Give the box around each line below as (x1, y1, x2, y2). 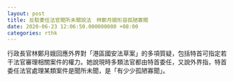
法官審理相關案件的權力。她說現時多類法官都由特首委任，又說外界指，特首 (13, 58, 227, 66)
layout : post (7, 10, 45, 17)
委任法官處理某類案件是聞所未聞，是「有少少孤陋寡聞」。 (7, 66, 169, 75)
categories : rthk (7, 29, 58, 37)
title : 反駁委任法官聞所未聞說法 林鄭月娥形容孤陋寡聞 (7, 17, 148, 24)
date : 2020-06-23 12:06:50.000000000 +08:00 (7, 23, 139, 30)
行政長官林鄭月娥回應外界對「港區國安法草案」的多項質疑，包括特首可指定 (7, 49, 221, 57)
